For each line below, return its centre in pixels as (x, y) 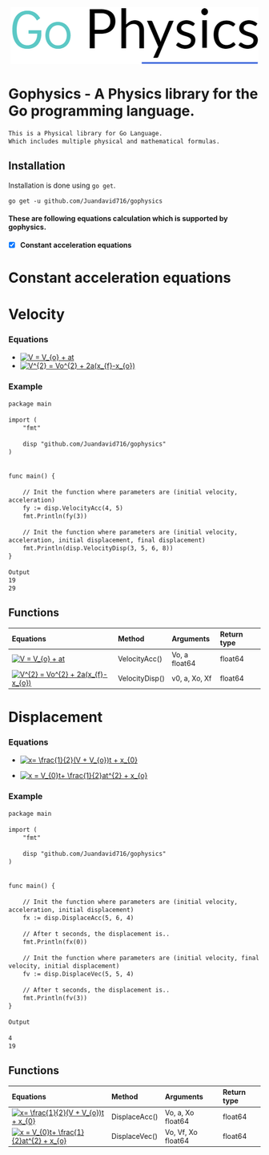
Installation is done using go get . (62, 185)
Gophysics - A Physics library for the (133, 94)
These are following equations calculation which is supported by (118, 219)
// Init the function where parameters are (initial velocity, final (141, 958)
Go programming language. (102, 111)
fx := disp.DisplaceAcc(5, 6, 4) (78, 918)
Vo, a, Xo (180, 1113)
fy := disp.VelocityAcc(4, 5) (73, 508)
